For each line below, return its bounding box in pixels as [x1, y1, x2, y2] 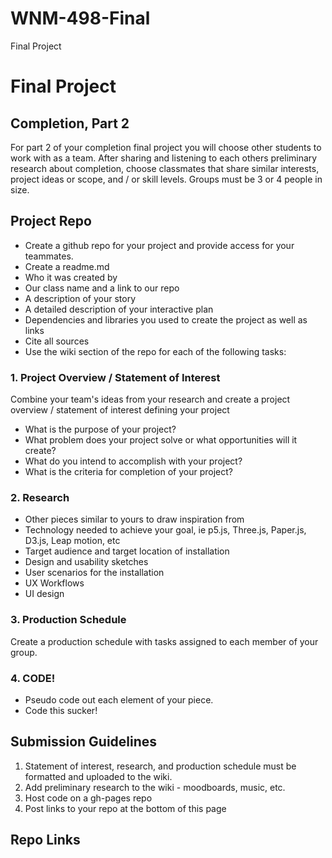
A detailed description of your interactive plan [24, 303, 214, 315]
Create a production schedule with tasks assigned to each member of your [10, 635, 319, 647]
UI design [24, 588, 65, 600]
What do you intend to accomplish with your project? [24, 455, 243, 467]
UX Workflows [24, 577, 85, 589]
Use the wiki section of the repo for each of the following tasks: [24, 345, 287, 357]
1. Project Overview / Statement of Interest [10, 370, 221, 384]
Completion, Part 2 [10, 115, 130, 132]
